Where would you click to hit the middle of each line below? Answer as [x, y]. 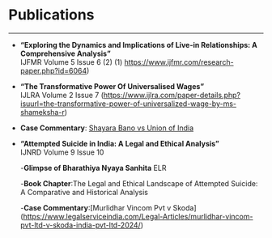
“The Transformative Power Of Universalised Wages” [112, 86]
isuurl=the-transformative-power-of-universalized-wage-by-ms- [128, 104]
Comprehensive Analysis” [65, 53]
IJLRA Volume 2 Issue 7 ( [62, 95]
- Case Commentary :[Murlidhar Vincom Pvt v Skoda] [108, 207]
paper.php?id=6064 [53, 70]
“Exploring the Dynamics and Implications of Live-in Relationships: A [138, 45]
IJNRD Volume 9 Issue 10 [62, 152]
